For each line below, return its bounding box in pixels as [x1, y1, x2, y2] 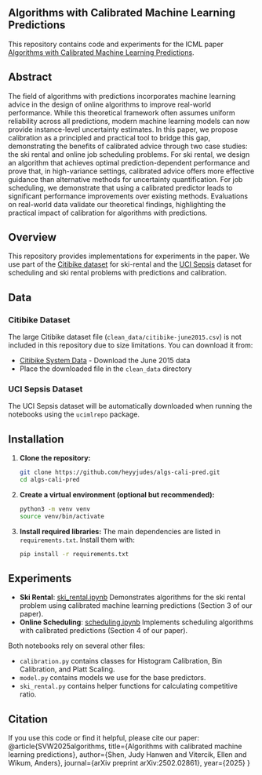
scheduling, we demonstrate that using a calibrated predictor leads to [8, 183, 233, 192]
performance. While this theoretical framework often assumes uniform [8, 107, 235, 117]
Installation [8, 432, 64, 446]
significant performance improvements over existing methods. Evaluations [8, 191, 249, 201]
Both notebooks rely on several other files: [8, 641, 145, 650]
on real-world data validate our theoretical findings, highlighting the [8, 199, 226, 209]
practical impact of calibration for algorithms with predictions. [8, 208, 208, 217]
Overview [8, 231, 57, 244]
